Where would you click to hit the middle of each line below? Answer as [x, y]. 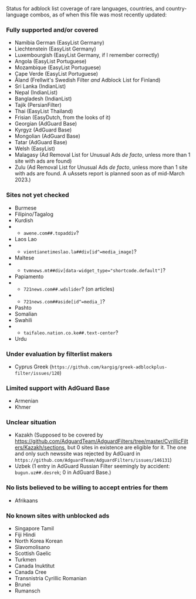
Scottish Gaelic [33, 553]
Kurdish [24, 220]
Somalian [26, 314]
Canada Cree [31, 572]
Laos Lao [26, 239]
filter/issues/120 [37, 373]
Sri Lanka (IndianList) [40, 86]
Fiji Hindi [25, 535]
